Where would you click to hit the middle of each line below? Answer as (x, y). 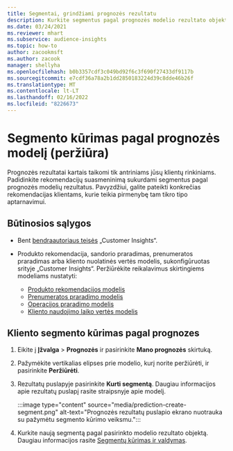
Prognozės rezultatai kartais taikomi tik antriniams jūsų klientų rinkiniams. (112, 172)
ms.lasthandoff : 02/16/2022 (48, 98)
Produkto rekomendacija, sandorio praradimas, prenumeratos (105, 253)
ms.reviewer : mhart (35, 33)
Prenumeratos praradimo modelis (75, 296)
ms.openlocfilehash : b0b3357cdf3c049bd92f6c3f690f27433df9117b (101, 71)
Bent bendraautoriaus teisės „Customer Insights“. (87, 240)
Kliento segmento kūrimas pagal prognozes (103, 333)
